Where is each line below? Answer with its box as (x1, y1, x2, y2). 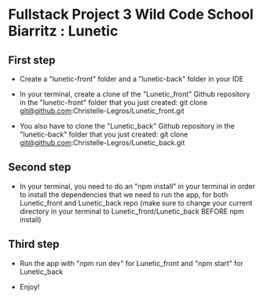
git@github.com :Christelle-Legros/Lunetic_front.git (19, 106, 184, 115)
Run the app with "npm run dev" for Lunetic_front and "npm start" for (19, 258, 243, 268)
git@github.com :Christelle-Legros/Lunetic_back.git (19, 138, 185, 147)
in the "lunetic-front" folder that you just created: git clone (19, 98, 208, 107)
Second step (8, 161, 71, 174)
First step (8, 53, 56, 67)
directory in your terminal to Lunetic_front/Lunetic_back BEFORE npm (19, 206, 245, 216)
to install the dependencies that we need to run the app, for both (19, 190, 228, 199)
